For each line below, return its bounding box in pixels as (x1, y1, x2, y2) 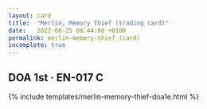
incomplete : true (8, 41, 66, 49)
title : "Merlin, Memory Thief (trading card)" (8, 19, 170, 27)
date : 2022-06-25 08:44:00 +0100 (8, 26, 127, 34)
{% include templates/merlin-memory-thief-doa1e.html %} (8, 91, 200, 101)
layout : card (8, 11, 52, 20)
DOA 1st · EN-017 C (8, 71, 104, 84)
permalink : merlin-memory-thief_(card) (8, 33, 141, 42)
